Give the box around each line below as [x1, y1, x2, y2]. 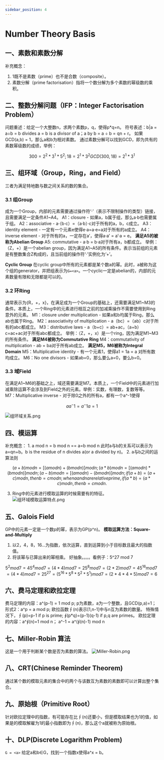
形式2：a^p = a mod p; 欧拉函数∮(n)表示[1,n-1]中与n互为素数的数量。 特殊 [5, 607, 155, 612]
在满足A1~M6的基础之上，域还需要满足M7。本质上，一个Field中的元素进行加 [5, 380, 159, 386]
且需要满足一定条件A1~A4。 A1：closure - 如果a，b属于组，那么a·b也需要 [5, 214, 153, 221]
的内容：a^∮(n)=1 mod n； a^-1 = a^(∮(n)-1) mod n [5, 619, 105, 625]
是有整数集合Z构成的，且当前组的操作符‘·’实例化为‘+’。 [5, 251, 115, 257]
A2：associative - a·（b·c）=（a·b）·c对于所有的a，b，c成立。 [19, 221, 142, 227]
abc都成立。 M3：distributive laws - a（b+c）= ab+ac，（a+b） [13, 324, 142, 330]
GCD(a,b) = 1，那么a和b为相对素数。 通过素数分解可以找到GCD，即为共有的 [5, 137, 158, 143]
